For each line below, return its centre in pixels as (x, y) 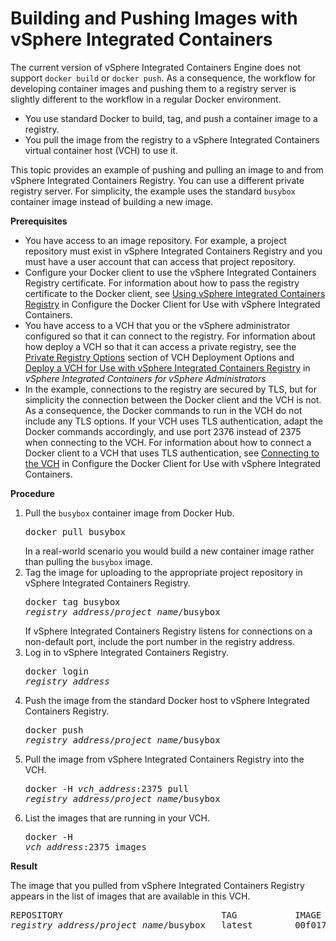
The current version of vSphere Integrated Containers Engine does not (156, 67)
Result (24, 866)
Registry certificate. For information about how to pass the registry (162, 283)
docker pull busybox (75, 531)
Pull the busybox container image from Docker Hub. (129, 513)
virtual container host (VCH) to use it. (101, 150)
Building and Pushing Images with (154, 18)
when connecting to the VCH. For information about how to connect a (168, 442)
